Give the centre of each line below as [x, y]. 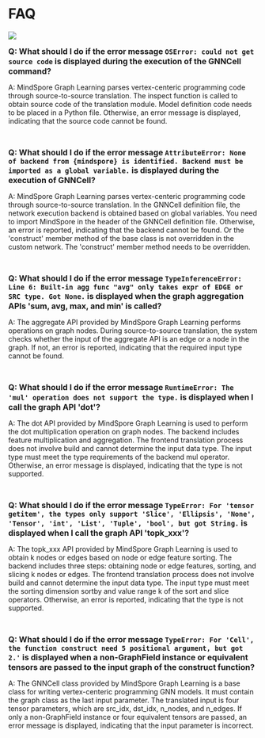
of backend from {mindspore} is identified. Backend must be [126, 161]
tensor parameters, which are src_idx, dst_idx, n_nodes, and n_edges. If [125, 708]
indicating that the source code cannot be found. [88, 120]
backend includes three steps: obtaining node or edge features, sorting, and [132, 566]
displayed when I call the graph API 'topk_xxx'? [99, 533]
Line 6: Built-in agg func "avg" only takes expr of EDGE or [126, 287]
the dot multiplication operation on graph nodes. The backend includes [124, 431]
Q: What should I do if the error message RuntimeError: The [121, 387]
